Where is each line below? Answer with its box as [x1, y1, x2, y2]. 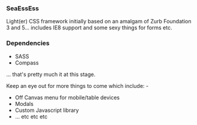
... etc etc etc [14, 112, 48, 120]
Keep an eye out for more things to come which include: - [6, 82, 149, 89]
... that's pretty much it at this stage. [6, 71, 96, 78]
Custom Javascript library [14, 106, 79, 114]
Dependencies [6, 39, 50, 47]
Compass [14, 59, 39, 66]
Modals [14, 100, 34, 107]
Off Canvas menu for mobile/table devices [14, 94, 120, 101]
